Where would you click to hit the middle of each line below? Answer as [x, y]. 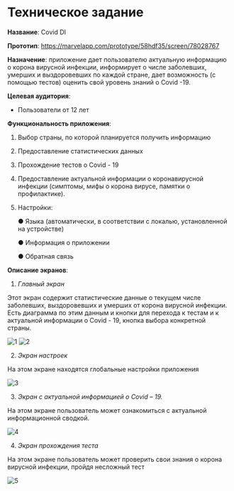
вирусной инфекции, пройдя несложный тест [76, 467]
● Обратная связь [46, 256]
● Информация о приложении [63, 242]
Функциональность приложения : [59, 123]
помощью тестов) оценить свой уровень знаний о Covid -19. [99, 82]
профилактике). [41, 193]
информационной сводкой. [49, 418]
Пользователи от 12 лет [54, 109]
